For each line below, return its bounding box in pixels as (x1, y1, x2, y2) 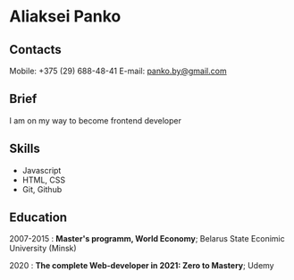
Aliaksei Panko (9, 6, 122, 27)
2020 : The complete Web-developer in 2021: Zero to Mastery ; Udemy (9, 260, 274, 271)
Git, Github (21, 183, 63, 194)
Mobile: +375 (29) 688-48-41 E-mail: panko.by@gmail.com (9, 65, 227, 76)
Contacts (9, 42, 63, 57)
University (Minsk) (9, 243, 78, 254)
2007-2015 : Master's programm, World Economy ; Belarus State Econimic (9, 233, 285, 244)
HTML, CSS (21, 174, 65, 185)
